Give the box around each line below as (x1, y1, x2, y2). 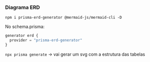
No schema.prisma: (5, 24, 45, 30)
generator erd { (5, 33, 38, 38)
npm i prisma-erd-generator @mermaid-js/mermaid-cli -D (5, 15, 122, 20)
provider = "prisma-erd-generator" (9, 38, 83, 43)
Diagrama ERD (5, 4, 40, 11)
